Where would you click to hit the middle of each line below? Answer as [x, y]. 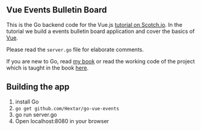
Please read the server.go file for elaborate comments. [75, 49]
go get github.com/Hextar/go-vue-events [67, 108]
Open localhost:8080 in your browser [62, 121]
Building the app [38, 87]
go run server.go [36, 115]
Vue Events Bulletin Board [57, 10]
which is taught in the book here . [48, 68]
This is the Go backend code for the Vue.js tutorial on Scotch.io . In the [94, 24]
